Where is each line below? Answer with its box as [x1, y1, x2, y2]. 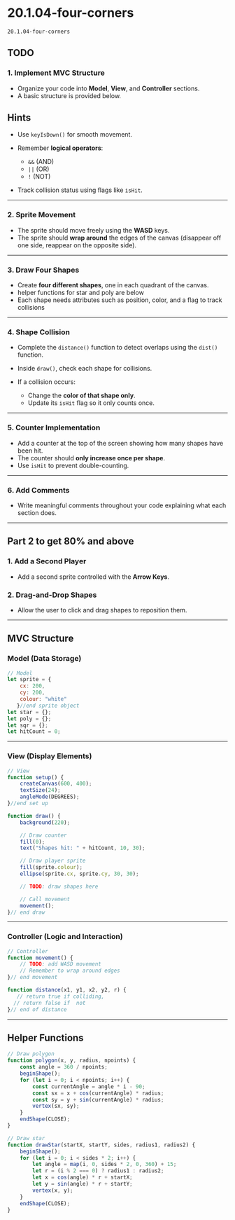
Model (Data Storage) [7, 654, 82, 664]
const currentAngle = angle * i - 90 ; [32, 1083, 145, 1090]
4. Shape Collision [7, 327, 70, 337]
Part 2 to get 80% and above [7, 535, 134, 547]
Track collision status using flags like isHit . [17, 186, 143, 194]
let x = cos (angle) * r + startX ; [32, 1174, 133, 1181]
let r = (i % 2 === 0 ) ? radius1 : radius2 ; [32, 1167, 164, 1174]
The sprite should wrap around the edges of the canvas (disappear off [17, 233, 222, 242]
